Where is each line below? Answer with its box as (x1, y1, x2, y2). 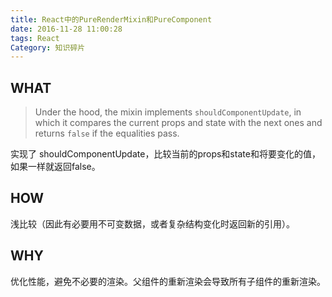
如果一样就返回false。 (10, 161, 101, 173)
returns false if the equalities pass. (34, 127, 180, 140)
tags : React (10, 33, 60, 43)
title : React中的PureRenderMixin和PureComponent (10, 14, 213, 25)
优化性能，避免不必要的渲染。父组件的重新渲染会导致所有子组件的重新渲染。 (10, 275, 326, 287)
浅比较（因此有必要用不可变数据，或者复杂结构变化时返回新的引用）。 (10, 217, 295, 230)
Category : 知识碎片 (10, 42, 86, 53)
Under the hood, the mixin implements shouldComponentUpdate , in (34, 106, 302, 118)
